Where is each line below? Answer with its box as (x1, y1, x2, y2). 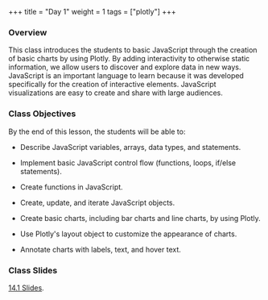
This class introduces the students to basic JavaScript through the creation (8, 45, 258, 55)
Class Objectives (8, 108, 76, 119)
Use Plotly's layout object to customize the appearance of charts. (19, 229, 237, 239)
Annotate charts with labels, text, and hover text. (19, 244, 181, 254)
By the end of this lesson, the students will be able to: (8, 127, 186, 136)
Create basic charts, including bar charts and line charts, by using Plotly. (19, 213, 261, 223)
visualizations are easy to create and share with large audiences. (8, 88, 224, 98)
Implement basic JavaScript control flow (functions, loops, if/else (19, 157, 237, 168)
